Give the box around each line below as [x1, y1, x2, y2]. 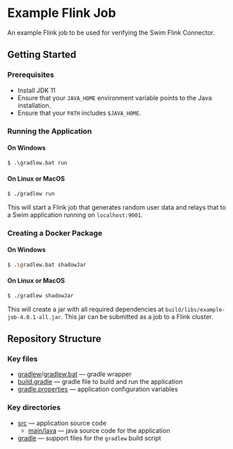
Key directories [7, 402, 61, 412]
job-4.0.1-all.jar [7, 313, 61, 321]
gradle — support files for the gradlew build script [17, 433, 162, 442]
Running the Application [7, 126, 92, 136]
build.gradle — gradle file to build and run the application [17, 378, 183, 386]
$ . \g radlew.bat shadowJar [7, 261, 87, 268]
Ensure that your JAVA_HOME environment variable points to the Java [17, 93, 213, 102]
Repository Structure [7, 333, 102, 345]
